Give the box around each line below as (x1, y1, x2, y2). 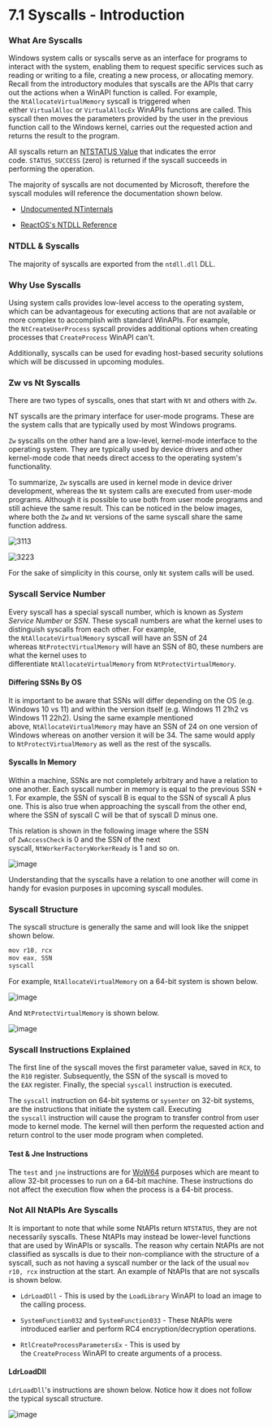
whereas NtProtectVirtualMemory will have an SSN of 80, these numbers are (8, 641, 264, 651)
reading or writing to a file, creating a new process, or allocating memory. (8, 71, 254, 81)
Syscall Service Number (8, 589, 106, 600)
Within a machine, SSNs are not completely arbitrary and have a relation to (8, 776, 258, 786)
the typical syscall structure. (8, 1394, 103, 1403)
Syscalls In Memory (8, 757, 77, 767)
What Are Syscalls (8, 35, 83, 46)
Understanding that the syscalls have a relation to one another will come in (8, 875, 258, 885)
